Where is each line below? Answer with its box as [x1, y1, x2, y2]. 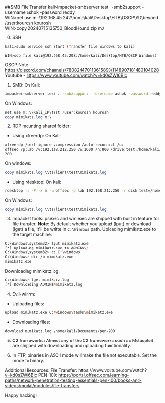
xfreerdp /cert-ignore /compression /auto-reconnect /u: [5, 142, 124, 147]
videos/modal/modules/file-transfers [5, 382, 80, 388]
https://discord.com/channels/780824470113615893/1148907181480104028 [5, 67, 159, 73]
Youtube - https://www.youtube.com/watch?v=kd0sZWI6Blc [5, 72, 128, 78]
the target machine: [12, 231, 52, 237]
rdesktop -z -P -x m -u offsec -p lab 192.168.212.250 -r [5, 188, 126, 193]
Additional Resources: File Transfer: [5, 367, 78, 373]
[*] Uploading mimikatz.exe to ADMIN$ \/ [5, 246, 89, 250]
